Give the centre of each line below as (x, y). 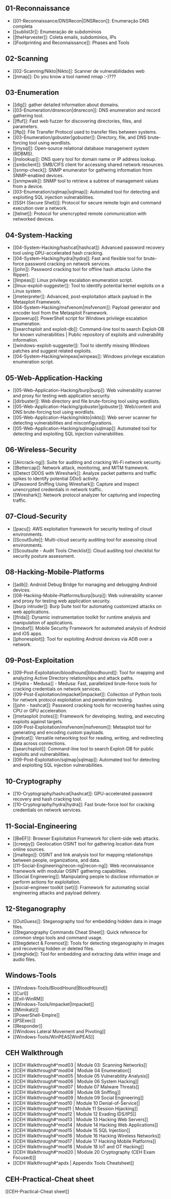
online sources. (29, 849)
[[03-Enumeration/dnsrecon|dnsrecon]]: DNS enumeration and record (87, 110)
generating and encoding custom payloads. (58, 732)
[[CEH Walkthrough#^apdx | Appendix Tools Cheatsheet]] (73, 1163)
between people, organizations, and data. (56, 860)
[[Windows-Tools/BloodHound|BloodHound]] (60, 987)
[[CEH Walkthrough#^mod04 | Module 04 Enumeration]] (72, 1070)
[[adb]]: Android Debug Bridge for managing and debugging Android (85, 584)
